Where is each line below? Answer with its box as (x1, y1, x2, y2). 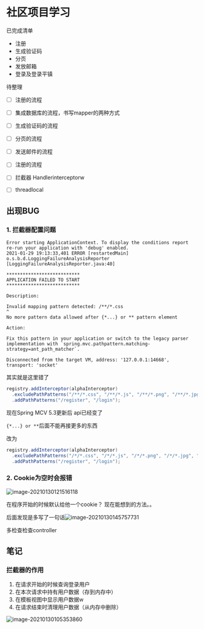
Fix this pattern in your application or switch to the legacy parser (6, 336, 189, 342)
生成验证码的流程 (15, 122, 58, 130)
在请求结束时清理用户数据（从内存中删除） (15, 603, 122, 611)
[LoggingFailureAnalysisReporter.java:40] (6, 261, 115, 267)
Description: (6, 293, 39, 299)
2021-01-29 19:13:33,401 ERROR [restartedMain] (6, 250, 129, 256)
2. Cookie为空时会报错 (6, 474, 73, 482)
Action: (6, 325, 26, 331)
